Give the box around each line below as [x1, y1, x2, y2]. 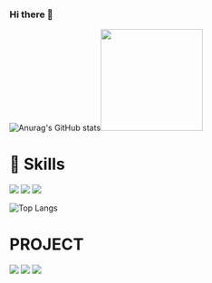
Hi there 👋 [9, 8, 54, 21]
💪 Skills [9, 154, 66, 175]
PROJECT [9, 234, 84, 255]
